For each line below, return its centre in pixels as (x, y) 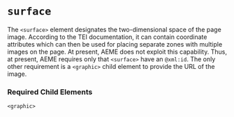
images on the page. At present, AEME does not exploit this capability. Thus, (117, 52)
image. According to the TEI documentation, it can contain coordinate (107, 37)
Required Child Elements (50, 92)
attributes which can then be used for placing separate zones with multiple (115, 44)
